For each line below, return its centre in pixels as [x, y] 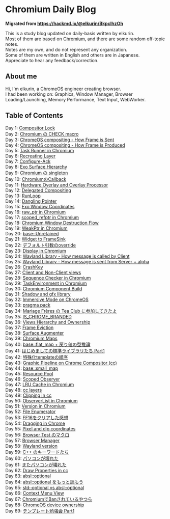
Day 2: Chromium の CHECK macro [42, 134]
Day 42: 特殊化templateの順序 [37, 357]
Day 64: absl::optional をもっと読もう [44, 482]
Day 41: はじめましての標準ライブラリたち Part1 [55, 350]
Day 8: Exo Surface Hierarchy [36, 167]
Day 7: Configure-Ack [28, 161]
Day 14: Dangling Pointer [31, 201]
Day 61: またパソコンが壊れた [36, 465]
